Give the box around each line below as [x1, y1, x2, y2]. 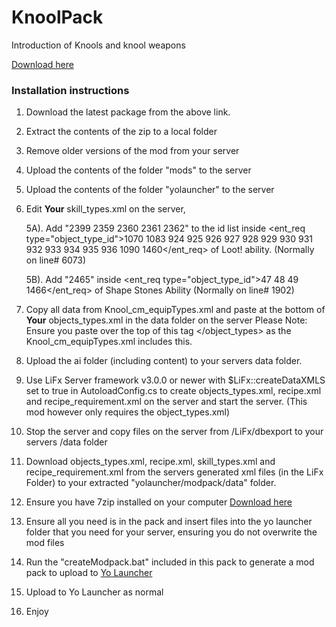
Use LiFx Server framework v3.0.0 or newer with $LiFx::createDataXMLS [25, 374, 326, 386]
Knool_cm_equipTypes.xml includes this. [25, 336, 193, 348]
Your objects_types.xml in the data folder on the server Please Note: [25, 314, 308, 326]
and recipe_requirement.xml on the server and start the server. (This [25, 396, 308, 408]
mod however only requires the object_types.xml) [25, 406, 231, 418]
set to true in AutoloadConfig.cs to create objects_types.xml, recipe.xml [25, 385, 322, 397]
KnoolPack [11, 6, 104, 29]
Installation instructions [11, 83, 130, 97]
